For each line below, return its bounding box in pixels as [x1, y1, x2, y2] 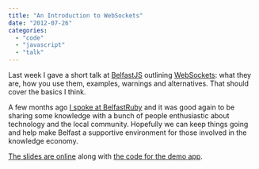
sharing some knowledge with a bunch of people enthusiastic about [8, 111, 230, 120]
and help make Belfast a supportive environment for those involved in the [8, 128, 247, 137]
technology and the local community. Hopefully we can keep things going [8, 120, 249, 129]
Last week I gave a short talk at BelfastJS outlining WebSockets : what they [8, 71, 252, 79]
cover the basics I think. [8, 87, 86, 96]
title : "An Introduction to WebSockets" [8, 11, 144, 20]
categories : [8, 26, 48, 34]
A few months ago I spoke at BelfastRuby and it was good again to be [8, 102, 235, 112]
